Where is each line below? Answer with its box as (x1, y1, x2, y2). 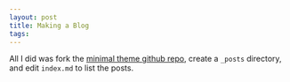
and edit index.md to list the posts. (9, 63, 134, 73)
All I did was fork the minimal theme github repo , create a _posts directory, (9, 54, 282, 64)
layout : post (9, 12, 58, 22)
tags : (9, 29, 29, 38)
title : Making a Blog (9, 21, 90, 30)
